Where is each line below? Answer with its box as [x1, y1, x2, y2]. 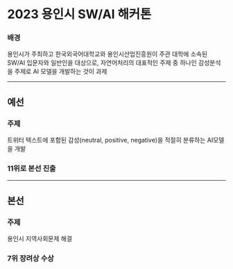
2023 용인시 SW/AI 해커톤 [7, 6, 152, 22]
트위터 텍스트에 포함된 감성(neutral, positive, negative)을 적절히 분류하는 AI [7, 136, 214, 145]
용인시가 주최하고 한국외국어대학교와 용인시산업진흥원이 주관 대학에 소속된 [7, 50, 208, 58]
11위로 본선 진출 [7, 164, 57, 174]
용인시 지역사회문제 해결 [7, 234, 73, 243]
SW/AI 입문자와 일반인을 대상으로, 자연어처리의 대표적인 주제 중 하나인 [7, 58, 198, 67]
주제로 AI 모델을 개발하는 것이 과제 [14, 67, 107, 76]
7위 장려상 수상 [7, 254, 54, 263]
